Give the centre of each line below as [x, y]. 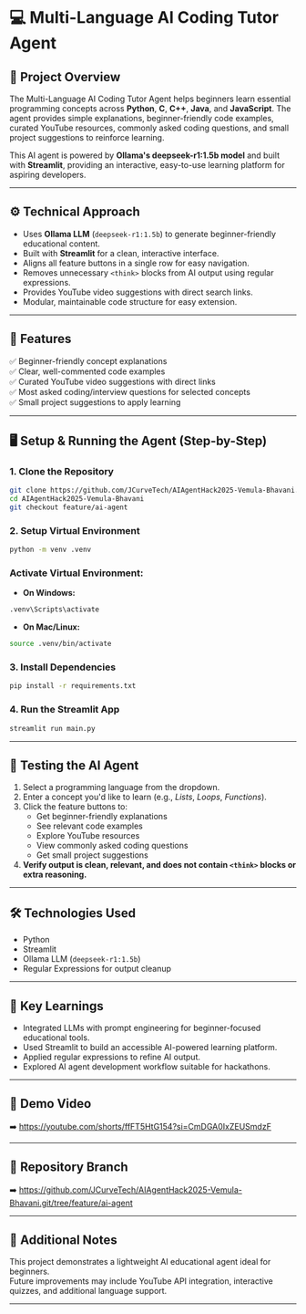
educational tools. [56, 1038]
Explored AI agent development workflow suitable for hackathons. [146, 1066]
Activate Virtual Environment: [76, 573]
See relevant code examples [89, 826]
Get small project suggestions [92, 855]
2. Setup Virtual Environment [75, 530]
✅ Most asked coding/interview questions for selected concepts [130, 391]
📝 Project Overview [65, 77]
